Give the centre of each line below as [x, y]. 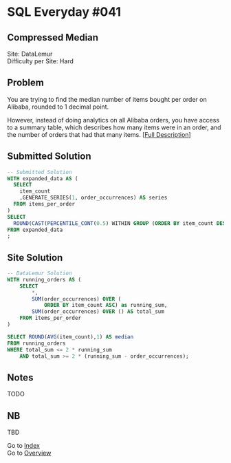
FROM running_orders [37, 343]
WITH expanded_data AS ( [43, 179]
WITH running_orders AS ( [44, 279]
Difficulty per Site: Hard [40, 61]
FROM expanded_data [35, 230]
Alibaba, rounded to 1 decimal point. [58, 107]
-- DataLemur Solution [40, 273]
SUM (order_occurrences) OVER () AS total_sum [98, 312]
